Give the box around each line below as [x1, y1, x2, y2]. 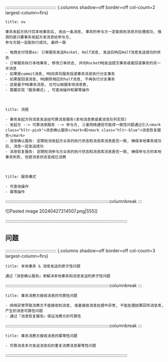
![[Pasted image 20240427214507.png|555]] [5, 208, 98, 214]
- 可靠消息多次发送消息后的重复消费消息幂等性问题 [5, 343, 96, 348]
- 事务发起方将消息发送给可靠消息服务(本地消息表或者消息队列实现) [5, 117, 127, 122]
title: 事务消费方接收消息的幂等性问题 [5, 333, 78, 338]
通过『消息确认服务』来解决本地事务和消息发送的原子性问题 [5, 273, 110, 278]
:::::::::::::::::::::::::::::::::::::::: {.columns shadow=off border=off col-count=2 [5, 5, 155, 10]
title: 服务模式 [5, 174, 36, 179]
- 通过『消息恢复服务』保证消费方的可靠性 [5, 313, 82, 318]
